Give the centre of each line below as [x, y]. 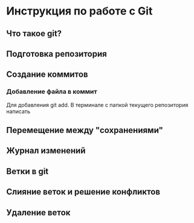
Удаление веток [38, 212]
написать [18, 111]
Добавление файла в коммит [52, 92]
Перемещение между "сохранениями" [85, 130]
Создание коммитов [47, 75]
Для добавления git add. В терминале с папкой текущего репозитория [97, 105]
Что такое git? [34, 34]
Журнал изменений [46, 151]
